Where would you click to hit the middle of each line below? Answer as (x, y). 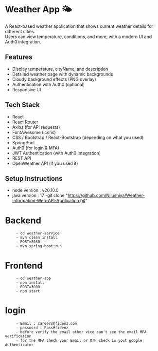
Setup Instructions (34, 178)
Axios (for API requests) (36, 127)
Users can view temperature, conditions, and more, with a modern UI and (79, 37)
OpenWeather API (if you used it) (45, 163)
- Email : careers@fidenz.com (46, 324)
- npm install (30, 283)
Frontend (24, 265)
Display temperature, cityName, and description (60, 69)
